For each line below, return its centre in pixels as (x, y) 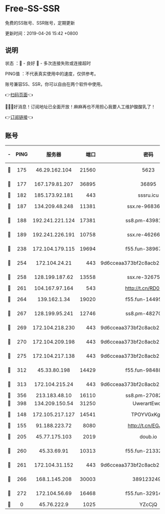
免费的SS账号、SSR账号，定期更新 (40, 23)
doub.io (148, 437)
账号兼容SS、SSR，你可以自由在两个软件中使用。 (55, 84)
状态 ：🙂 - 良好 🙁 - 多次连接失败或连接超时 (48, 63)
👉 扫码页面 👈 (19, 95)
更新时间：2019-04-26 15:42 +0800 (42, 33)
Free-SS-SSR (32, 9)
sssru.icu (148, 195)
